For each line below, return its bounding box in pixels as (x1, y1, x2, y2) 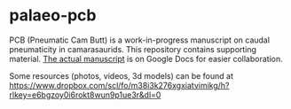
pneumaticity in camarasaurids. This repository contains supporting (9, 43, 257, 54)
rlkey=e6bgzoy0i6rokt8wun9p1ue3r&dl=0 (9, 90, 161, 100)
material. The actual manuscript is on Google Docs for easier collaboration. (9, 53, 283, 64)
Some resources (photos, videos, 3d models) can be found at (9, 70, 233, 81)
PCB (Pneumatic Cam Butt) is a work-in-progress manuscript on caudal (9, 35, 271, 45)
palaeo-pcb (9, 5, 97, 26)
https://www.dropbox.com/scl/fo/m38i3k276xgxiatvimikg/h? (9, 80, 230, 90)
